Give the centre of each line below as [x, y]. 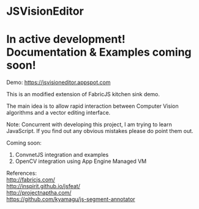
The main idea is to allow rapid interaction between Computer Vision [92, 106]
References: [21, 173]
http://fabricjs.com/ [31, 180]
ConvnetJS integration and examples [62, 155]
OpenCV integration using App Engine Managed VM [81, 161]
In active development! [66, 40]
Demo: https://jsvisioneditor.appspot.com [58, 82]
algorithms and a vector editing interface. [58, 113]
